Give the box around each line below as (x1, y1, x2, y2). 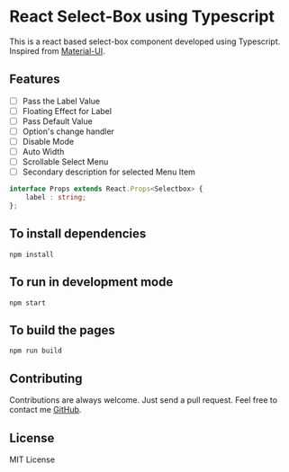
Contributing (9, 370, 83, 386)
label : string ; (25, 193, 87, 202)
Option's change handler (22, 126, 115, 137)
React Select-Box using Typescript (9, 6, 275, 27)
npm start (9, 298, 47, 307)
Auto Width (22, 147, 65, 157)
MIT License (9, 454, 56, 465)
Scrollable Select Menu (22, 156, 109, 167)
